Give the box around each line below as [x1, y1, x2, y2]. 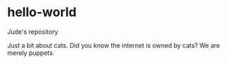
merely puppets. [7, 49, 55, 57]
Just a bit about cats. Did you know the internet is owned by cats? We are [7, 41, 220, 49]
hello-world [7, 4, 77, 20]
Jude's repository [7, 27, 58, 36]
